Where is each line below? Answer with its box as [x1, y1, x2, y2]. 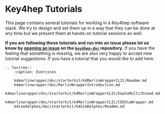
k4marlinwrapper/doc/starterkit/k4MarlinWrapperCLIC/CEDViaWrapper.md [5, 100, 154, 105]
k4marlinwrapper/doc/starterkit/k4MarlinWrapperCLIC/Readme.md [14, 78, 147, 83]
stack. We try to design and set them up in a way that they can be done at [5, 25, 156, 31]
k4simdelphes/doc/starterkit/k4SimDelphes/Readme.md [14, 104, 125, 109]
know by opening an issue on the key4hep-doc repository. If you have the [5, 45, 155, 51]
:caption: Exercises [14, 69, 56, 75]
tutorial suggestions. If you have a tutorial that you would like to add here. [5, 55, 155, 61]
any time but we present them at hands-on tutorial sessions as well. [5, 30, 143, 36]
